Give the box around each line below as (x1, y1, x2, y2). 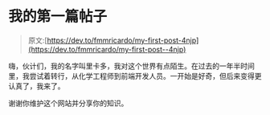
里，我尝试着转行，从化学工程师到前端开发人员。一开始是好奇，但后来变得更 (8, 71, 262, 80)
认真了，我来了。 (8, 81, 65, 91)
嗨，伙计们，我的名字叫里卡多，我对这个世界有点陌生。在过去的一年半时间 (8, 61, 255, 71)
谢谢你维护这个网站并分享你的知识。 (8, 98, 129, 108)
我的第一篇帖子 (8, 7, 108, 26)
